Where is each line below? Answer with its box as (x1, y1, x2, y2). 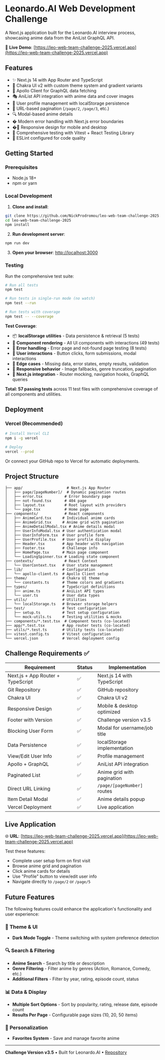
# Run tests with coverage (5, 310, 60, 315)
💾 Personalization (5, 1024, 48, 1031)
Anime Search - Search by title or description (12, 960, 105, 966)
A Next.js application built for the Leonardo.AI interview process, (5, 29, 136, 35)
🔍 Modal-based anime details (12, 111, 73, 117)
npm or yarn (12, 180, 37, 186)
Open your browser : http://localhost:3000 (12, 250, 98, 256)
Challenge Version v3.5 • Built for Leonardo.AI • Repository (5, 1050, 127, 1056)
